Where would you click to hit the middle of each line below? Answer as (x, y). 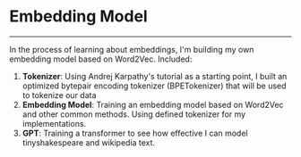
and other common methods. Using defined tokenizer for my (134, 114)
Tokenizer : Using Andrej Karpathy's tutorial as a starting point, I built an (155, 76)
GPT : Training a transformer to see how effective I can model (135, 133)
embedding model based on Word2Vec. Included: (101, 59)
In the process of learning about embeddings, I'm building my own (132, 49)
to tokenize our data (59, 95)
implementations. (54, 123)
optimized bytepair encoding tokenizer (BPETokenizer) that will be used (154, 86)
